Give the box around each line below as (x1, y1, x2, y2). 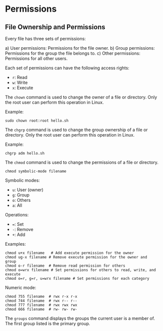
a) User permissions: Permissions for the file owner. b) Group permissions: (5, 45, 155, 51)
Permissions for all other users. (5, 56, 68, 61)
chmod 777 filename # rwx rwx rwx (5, 303, 78, 308)
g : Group (12, 192, 30, 198)
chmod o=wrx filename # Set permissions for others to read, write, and (5, 268, 156, 273)
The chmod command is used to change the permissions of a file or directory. (5, 159, 159, 165)
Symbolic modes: (5, 177, 40, 183)
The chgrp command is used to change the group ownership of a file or (5, 127, 148, 133)
